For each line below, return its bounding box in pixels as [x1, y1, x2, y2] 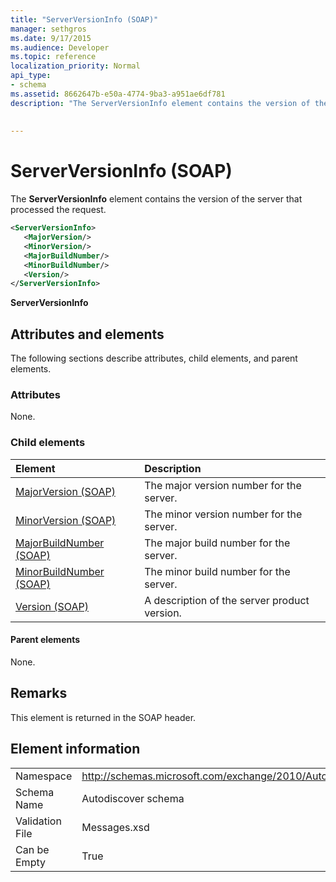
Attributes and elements [10, 326, 165, 343]
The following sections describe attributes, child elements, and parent [10, 352, 298, 365]
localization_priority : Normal [10, 61, 141, 71]
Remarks [10, 685, 68, 702]
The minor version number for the [144, 507, 303, 521]
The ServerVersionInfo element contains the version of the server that [10, 193, 303, 205]
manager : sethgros [10, 24, 87, 34]
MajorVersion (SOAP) [15, 484, 116, 498]
